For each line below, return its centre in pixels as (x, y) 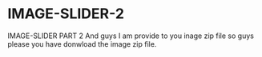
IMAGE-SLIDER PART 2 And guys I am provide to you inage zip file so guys (131, 36)
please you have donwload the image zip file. (82, 44)
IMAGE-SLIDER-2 (66, 14)
